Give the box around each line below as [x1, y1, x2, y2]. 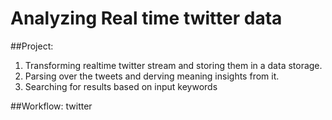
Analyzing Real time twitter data [10, 7, 283, 30]
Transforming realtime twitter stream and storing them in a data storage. [24, 59, 323, 71]
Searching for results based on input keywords [24, 80, 218, 92]
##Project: [10, 40, 54, 52]
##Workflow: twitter [10, 100, 93, 112]
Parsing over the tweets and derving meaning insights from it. [24, 70, 280, 82]
